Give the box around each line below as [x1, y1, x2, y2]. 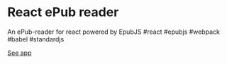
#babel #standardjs [7, 34, 65, 43]
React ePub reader [7, 4, 119, 20]
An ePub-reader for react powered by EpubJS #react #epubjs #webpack [7, 27, 220, 36]
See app [7, 49, 32, 57]
